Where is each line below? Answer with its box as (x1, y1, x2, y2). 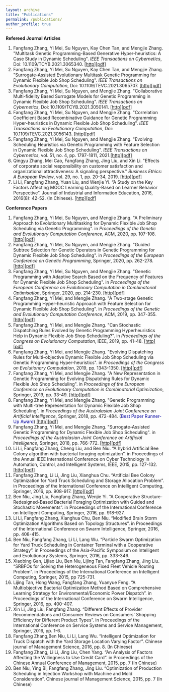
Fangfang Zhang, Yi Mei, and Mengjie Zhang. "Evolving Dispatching (13, 349, 153, 355)
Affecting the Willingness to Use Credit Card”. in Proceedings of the (13, 655, 153, 661)
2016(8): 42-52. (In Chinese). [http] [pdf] (13, 195, 97, 201)
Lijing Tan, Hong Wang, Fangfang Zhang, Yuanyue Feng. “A (13, 579, 136, 585)
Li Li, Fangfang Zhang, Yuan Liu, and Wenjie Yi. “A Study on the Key (13, 179, 153, 185)
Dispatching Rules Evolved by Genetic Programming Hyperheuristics (13, 328, 155, 334)
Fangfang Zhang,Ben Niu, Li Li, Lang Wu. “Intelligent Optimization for (13, 633, 156, 639)
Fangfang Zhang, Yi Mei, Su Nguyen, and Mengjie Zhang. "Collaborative (13, 88, 162, 94)
